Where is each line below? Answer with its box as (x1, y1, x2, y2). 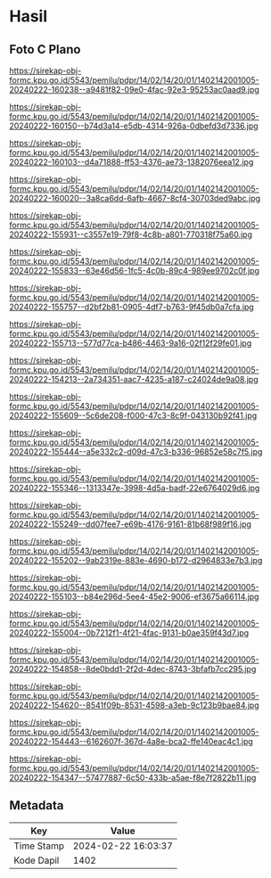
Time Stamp (13, 840, 65, 852)
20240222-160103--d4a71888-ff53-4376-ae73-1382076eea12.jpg (9, 157, 254, 167)
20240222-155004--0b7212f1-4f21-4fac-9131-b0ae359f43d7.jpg (9, 628, 250, 638)
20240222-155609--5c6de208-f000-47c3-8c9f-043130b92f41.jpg (9, 410, 258, 421)
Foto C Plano (9, 42, 81, 57)
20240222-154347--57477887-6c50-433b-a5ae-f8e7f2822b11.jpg (9, 773, 257, 783)
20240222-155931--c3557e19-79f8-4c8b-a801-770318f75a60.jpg (9, 229, 252, 240)
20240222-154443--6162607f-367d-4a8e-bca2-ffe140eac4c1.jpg (9, 736, 254, 746)
